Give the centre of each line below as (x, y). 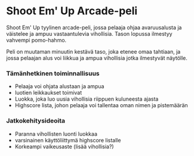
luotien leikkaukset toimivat (48, 93)
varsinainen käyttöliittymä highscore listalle (68, 140)
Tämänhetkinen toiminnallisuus (53, 73)
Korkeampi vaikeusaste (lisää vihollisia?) (64, 146)
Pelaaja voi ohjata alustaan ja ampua (59, 86)
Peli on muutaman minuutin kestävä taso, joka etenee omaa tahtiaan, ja (93, 51)
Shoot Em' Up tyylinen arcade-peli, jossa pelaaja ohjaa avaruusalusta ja (94, 27)
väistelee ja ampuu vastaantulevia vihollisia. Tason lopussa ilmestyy (89, 33)
